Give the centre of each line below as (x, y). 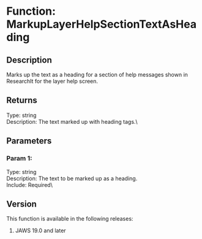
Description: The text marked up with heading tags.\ (72, 121)
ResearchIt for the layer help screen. (52, 81)
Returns (22, 100)
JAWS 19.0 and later (40, 230)
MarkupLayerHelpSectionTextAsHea (102, 24)
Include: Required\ (30, 184)
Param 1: (19, 159)
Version (21, 204)
